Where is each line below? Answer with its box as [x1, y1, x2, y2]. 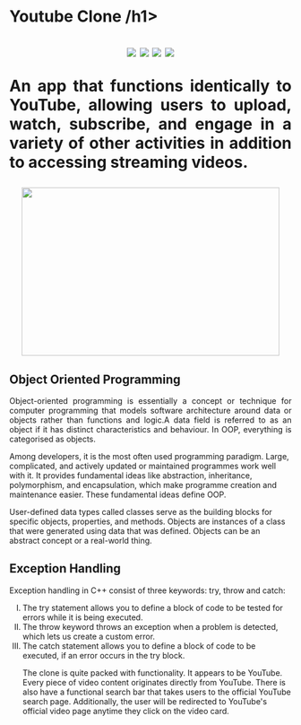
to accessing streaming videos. [9, 153, 249, 172]
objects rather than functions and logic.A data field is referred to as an [9, 415, 292, 425]
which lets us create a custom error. [21, 631, 155, 642]
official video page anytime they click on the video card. [21, 705, 230, 716]
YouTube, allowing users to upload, [9, 95, 292, 116]
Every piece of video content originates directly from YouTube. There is [21, 677, 287, 687]
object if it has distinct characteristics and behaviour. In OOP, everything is [9, 424, 292, 434]
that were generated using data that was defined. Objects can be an [9, 526, 261, 536]
